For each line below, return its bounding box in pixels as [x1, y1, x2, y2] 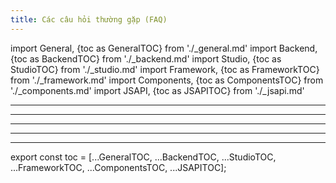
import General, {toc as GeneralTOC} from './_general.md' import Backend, [10, 42, 318, 54]
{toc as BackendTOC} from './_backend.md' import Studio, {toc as [10, 52, 282, 65]
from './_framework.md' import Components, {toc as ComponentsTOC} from [10, 74, 324, 86]
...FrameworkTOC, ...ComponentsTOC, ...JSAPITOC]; [10, 161, 227, 173]
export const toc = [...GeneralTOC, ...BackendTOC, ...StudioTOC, [10, 151, 277, 163]
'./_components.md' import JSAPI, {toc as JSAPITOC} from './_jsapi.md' [10, 84, 305, 96]
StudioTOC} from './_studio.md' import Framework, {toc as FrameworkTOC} [10, 63, 320, 75]
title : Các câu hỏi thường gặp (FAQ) [10, 14, 168, 25]
